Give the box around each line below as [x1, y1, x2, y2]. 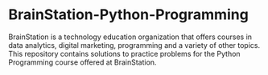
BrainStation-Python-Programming [8, 6, 249, 24]
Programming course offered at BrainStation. [8, 57, 157, 67]
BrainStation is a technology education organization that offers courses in [8, 32, 252, 41]
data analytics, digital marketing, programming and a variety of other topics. [8, 40, 260, 49]
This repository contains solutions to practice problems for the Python [8, 49, 241, 58]
